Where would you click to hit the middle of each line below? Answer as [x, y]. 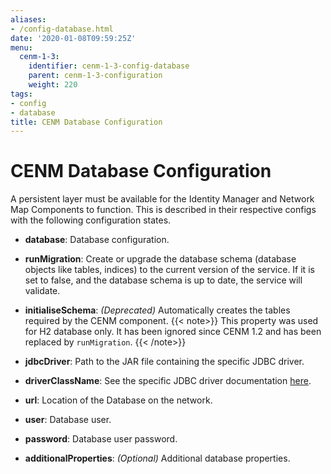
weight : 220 [53, 85]
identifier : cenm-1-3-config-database [109, 66]
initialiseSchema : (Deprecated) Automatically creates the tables [157, 310]
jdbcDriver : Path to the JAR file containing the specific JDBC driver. [164, 362]
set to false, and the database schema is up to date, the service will [163, 280]
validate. [42, 291]
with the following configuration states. [91, 220]
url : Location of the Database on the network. [118, 400]
